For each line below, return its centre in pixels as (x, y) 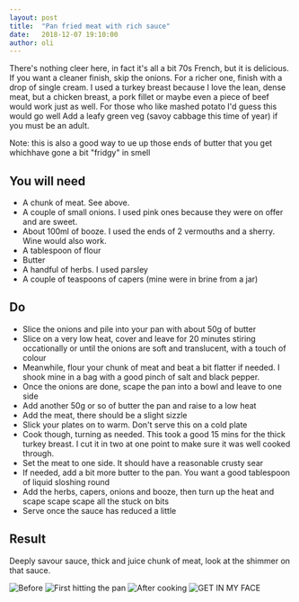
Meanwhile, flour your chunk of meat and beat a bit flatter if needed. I (151, 367)
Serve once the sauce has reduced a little (99, 510)
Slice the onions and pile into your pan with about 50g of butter (139, 328)
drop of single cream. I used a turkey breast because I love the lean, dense (148, 87)
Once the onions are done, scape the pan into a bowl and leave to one (152, 386)
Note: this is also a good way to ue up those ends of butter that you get (141, 143)
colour (34, 357)
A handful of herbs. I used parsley (85, 270)
